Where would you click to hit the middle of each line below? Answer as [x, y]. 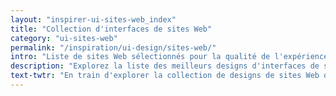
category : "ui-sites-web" [64, 38]
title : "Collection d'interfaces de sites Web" [111, 29]
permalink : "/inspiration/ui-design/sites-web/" [113, 47]
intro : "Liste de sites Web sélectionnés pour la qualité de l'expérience [169, 57]
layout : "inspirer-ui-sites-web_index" [93, 19]
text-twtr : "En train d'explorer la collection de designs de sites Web [165, 76]
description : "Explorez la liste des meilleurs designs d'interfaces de [165, 66]
